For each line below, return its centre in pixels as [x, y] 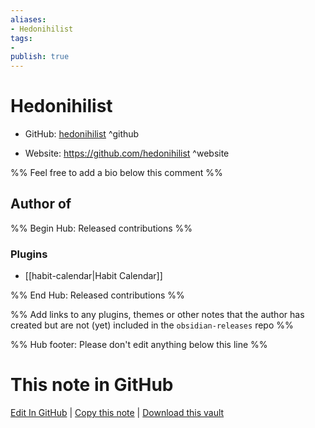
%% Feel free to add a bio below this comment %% [116, 173]
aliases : [28, 19]
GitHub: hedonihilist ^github [82, 134]
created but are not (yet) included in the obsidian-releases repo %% [152, 325]
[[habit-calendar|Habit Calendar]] [93, 276]
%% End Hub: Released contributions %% [97, 295]
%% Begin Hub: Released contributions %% [101, 228]
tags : [21, 38]
